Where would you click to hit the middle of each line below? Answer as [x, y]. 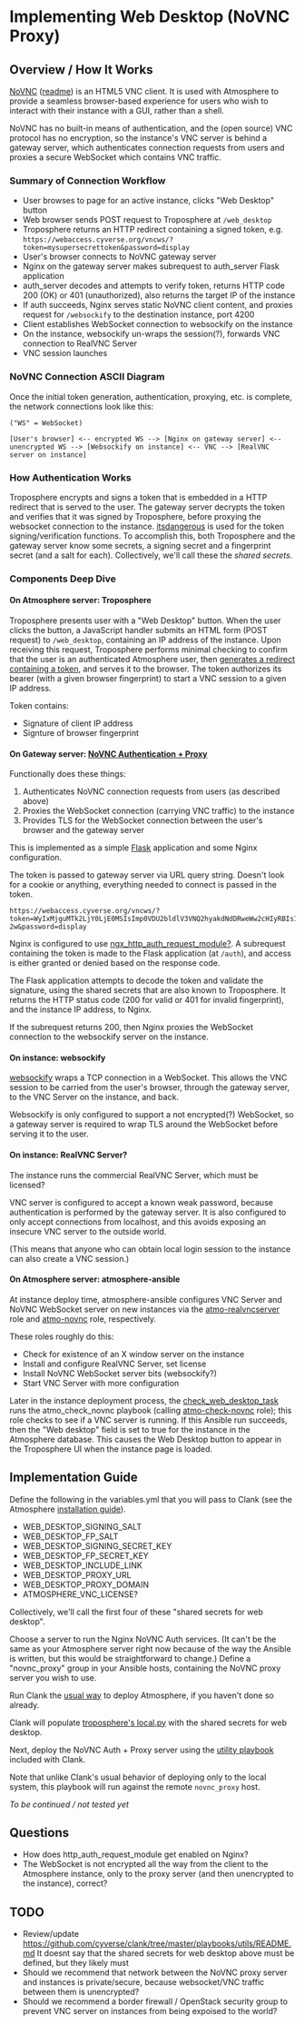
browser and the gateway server [84, 830]
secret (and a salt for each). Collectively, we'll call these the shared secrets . [151, 555]
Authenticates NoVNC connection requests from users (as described [151, 791]
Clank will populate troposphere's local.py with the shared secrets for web [148, 1722]
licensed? [27, 1185]
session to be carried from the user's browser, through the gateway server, [150, 1087]
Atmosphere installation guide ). [68, 1509]
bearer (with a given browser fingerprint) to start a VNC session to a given [148, 679]
